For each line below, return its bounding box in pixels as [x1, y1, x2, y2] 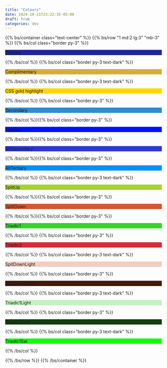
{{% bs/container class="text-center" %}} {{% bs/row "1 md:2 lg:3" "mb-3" [5, 35, 160, 41]
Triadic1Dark [5, 319, 31, 325]
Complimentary [5, 69, 37, 75]
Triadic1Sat [5, 338, 28, 344]
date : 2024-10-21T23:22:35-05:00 [5, 12, 75, 17]
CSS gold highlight [5, 88, 43, 94]
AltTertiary [5, 165, 27, 171]
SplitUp [5, 184, 20, 190]
